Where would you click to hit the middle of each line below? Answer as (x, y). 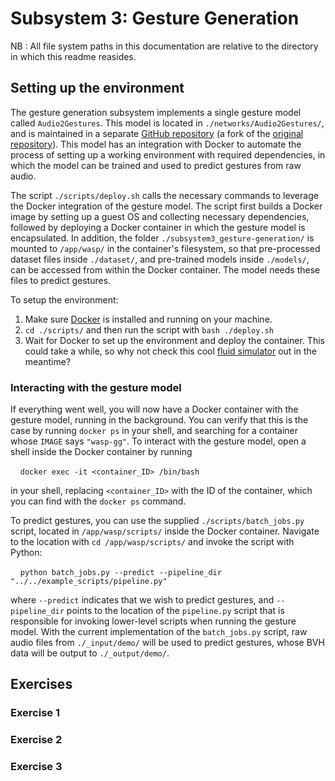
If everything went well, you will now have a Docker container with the (154, 409)
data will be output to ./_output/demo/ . (90, 653)
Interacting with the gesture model (96, 387)
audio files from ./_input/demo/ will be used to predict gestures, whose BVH (167, 643)
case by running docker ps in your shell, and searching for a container (154, 431)
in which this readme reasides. (73, 56)
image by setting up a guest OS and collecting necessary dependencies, (160, 216)
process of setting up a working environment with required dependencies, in (168, 154)
